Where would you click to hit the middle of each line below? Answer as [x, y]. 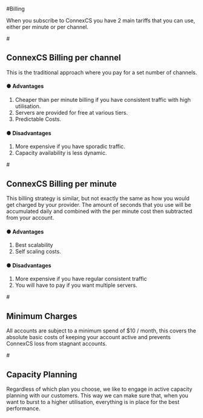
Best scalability [34, 245]
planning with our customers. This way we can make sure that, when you [98, 396]
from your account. [30, 218]
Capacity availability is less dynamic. [61, 153]
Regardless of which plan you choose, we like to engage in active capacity [99, 389]
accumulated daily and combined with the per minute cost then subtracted [99, 211]
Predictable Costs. [38, 119]
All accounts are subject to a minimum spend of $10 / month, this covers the [101, 331]
